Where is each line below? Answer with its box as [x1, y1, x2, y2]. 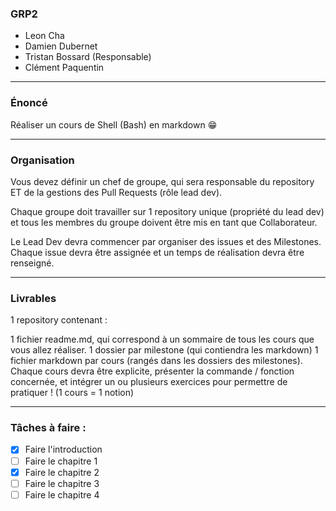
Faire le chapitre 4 [24, 488, 100, 501]
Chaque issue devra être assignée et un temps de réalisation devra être [10, 246, 305, 258]
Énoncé [10, 96, 48, 110]
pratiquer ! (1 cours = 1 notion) [10, 387, 135, 399]
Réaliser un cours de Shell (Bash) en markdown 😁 [10, 118, 218, 131]
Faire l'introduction [24, 443, 103, 456]
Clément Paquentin [24, 62, 105, 74]
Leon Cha [24, 30, 65, 42]
